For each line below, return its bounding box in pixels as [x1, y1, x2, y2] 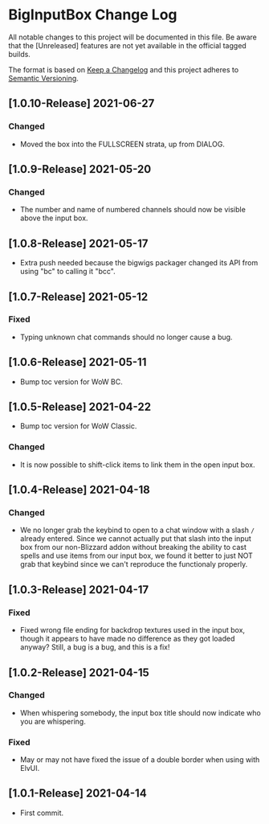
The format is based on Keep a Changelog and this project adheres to [8, 64, 239, 74]
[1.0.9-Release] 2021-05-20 [8, 162, 152, 176]
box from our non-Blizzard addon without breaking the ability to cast [19, 543, 247, 552]
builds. [8, 49, 31, 59]
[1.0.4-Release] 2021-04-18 [8, 483, 150, 497]
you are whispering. [19, 716, 86, 726]
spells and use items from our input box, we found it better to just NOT [19, 551, 253, 560]
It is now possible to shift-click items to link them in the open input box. [19, 460, 255, 469]
